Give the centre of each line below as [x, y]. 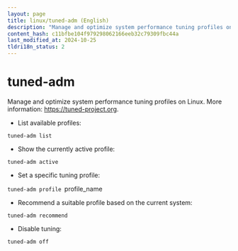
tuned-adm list [30, 135]
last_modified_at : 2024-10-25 [52, 40]
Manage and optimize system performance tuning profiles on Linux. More [115, 101]
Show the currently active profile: [66, 149]
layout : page [27, 14]
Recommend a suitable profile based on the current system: [105, 202]
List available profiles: [49, 123]
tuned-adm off [28, 242]
